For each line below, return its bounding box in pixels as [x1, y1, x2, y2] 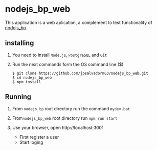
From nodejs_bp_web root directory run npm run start [12, 115, 117, 121]
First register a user [19, 134, 59, 140]
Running [5, 93, 32, 101]
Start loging [19, 139, 43, 145]
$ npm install [12, 79, 41, 84]
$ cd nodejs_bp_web [12, 75, 52, 80]
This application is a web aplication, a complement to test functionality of [5, 20, 153, 25]
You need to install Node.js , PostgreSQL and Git [12, 52, 107, 58]
